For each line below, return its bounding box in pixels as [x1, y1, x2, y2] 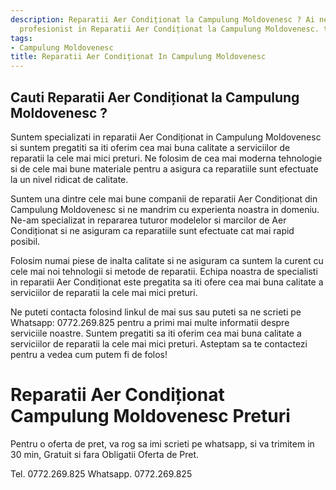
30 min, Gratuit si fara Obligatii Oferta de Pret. [10, 448, 200, 460]
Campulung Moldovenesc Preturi [10, 405, 291, 428]
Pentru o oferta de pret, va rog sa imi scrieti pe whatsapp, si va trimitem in [10, 437, 315, 450]
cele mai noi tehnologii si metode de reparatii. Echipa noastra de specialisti [10, 265, 318, 277]
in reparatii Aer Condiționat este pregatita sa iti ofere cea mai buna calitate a [10, 276, 324, 288]
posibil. [10, 235, 41, 247]
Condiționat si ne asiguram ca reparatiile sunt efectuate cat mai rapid [10, 224, 295, 236]
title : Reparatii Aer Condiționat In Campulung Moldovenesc [10, 52, 267, 62]
